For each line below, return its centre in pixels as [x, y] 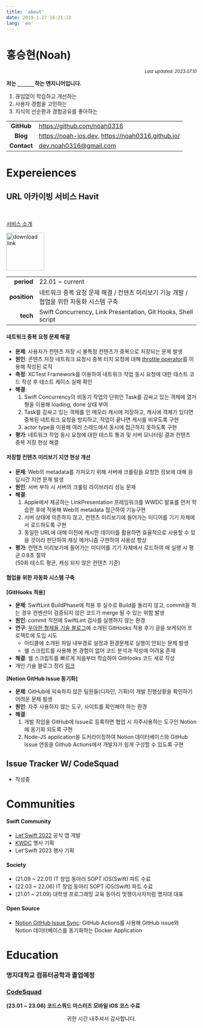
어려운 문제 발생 [34, 699]
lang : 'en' [20, 23]
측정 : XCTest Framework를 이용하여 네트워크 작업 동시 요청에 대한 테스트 [101, 374]
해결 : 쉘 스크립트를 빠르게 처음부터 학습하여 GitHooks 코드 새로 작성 [95, 658]
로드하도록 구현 [48, 525]
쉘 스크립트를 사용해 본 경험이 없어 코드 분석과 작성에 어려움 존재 [100, 650]
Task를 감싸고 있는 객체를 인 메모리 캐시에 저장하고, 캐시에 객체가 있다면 [109, 412]
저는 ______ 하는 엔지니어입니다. [44, 84]
